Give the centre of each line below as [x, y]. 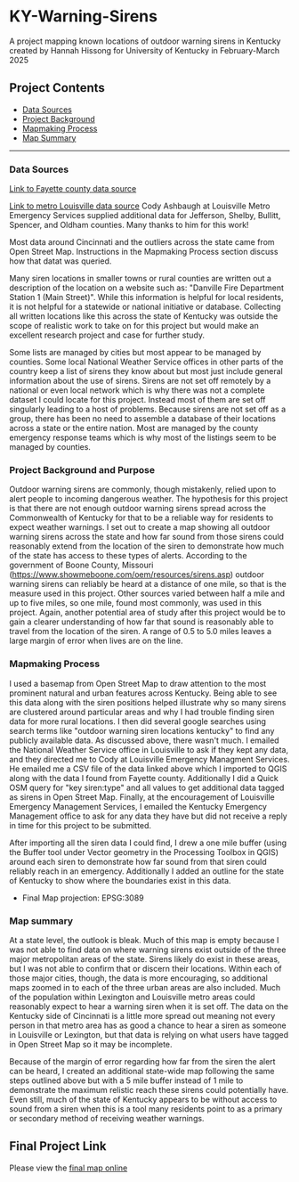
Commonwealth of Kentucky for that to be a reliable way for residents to [141, 518]
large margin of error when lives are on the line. [96, 641]
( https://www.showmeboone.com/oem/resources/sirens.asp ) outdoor [137, 575]
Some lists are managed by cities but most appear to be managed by [135, 353]
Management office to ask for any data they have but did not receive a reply [148, 816]
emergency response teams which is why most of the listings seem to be [143, 437]
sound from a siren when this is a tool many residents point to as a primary [146, 1109]
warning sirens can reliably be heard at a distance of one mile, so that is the [148, 584]
